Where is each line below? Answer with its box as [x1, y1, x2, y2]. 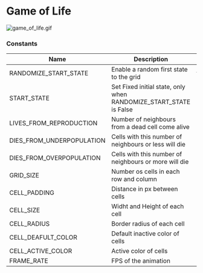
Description [134, 55, 168, 64]
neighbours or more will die [111, 157, 189, 166]
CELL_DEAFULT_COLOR [9, 233, 77, 242]
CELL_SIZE [9, 206, 40, 214]
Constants [6, 39, 38, 48]
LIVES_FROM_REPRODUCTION [9, 119, 98, 128]
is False [111, 105, 133, 114]
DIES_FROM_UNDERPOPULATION [9, 136, 106, 145]
